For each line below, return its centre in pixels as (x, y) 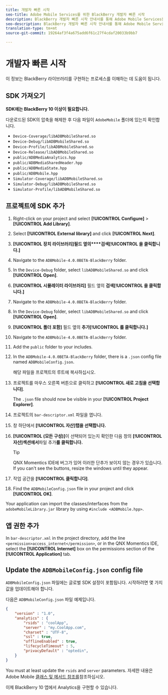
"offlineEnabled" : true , (51, 641)
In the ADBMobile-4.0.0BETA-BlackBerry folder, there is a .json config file (87, 357)
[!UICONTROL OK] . (33, 494)
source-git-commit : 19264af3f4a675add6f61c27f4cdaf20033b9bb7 (72, 33)
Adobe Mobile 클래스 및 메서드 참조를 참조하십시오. (55, 676)
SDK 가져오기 (25, 96)
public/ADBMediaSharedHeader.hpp (48, 163)
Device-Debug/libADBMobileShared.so (51, 141)
